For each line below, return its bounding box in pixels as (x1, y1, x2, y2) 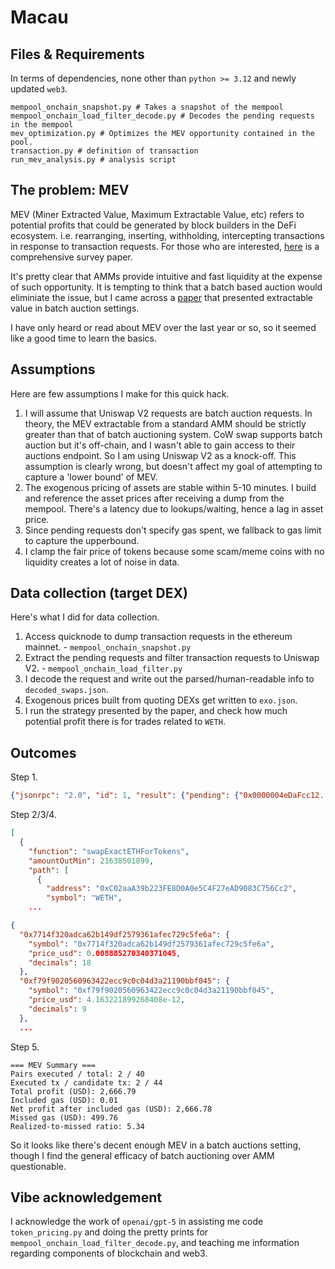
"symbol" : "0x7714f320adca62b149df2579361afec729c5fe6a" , (28, 939, 275, 949)
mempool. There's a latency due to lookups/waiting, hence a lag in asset (24, 502, 324, 515)
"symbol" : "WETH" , (46, 893, 123, 903)
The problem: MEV (10, 182, 130, 199)
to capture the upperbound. (24, 534, 140, 546)
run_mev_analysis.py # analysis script (10, 155, 177, 165)
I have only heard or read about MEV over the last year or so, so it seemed (10, 321, 317, 333)
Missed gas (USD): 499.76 (10, 1112, 118, 1123)
